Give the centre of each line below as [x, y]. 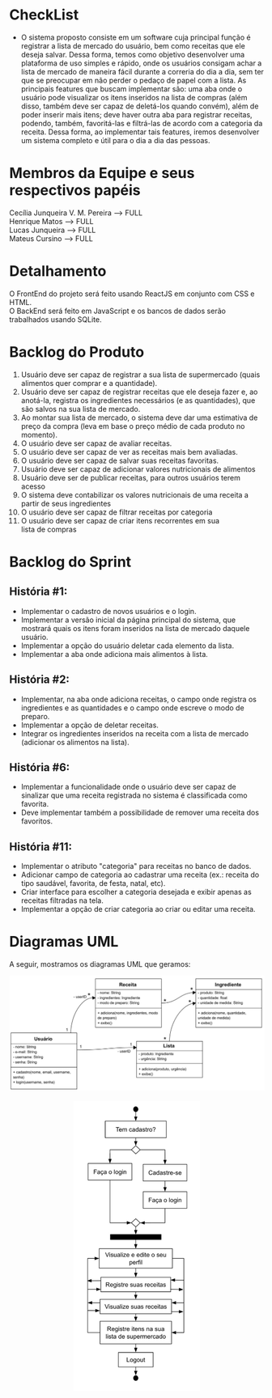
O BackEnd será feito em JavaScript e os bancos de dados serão [117, 311]
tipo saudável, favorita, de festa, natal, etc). [93, 883]
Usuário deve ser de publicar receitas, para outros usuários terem [131, 477]
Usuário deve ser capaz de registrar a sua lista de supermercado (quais [140, 375]
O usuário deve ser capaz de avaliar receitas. [96, 443]
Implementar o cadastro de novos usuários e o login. [108, 611]
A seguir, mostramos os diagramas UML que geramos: [100, 964]
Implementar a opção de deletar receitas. [89, 725]
